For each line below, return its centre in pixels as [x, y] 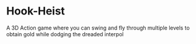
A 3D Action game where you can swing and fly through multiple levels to [98, 28]
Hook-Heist [36, 11]
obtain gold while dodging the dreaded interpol [65, 34]
